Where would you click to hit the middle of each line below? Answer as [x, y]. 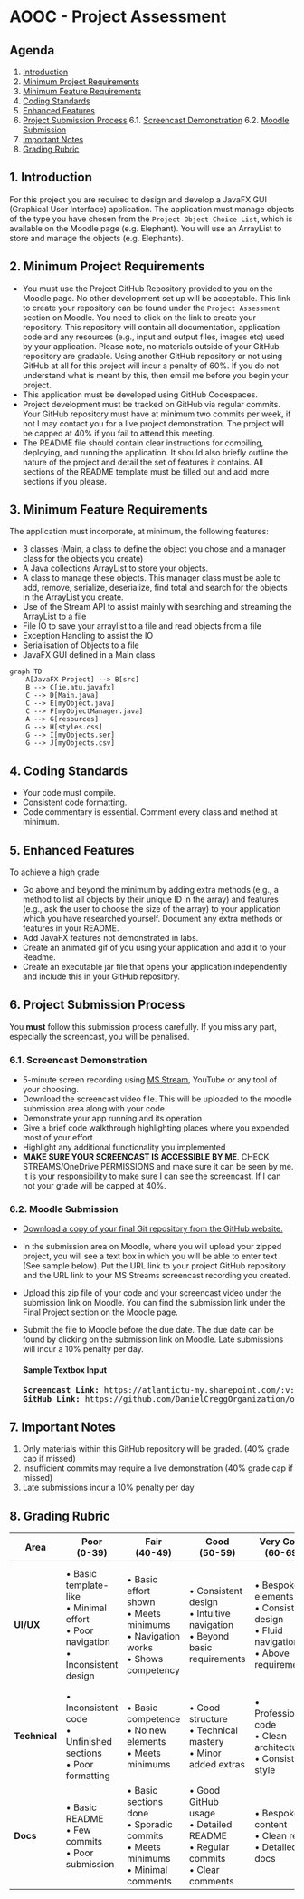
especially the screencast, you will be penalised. [100, 1036]
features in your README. [71, 928]
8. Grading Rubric [60, 1516]
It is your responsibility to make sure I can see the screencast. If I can [152, 1176]
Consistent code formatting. [75, 803]
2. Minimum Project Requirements [107, 266]
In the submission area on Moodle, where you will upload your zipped [152, 1247]
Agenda [32, 50]
